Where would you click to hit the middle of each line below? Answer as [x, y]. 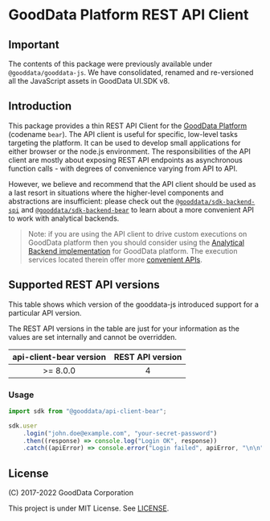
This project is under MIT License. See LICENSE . [89, 508]
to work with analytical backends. [64, 218]
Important [34, 45]
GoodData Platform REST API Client [129, 15]
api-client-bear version [59, 357]
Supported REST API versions [84, 285]
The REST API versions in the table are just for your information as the [124, 329]
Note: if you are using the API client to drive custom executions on [137, 234]
